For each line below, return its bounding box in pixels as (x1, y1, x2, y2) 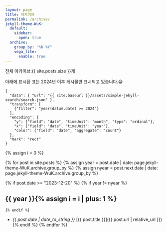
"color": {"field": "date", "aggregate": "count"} (14, 128, 122, 133)
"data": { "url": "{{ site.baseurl (9, 93, 84, 98)
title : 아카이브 (5, 12, 35, 17)
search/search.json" (5, 97, 48, 102)
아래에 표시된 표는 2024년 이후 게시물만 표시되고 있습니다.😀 (5, 78, 123, 85)
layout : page (5, 7, 32, 12)
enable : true (18, 53, 46, 59)
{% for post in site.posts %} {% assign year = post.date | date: (5, 159, 133, 165)
